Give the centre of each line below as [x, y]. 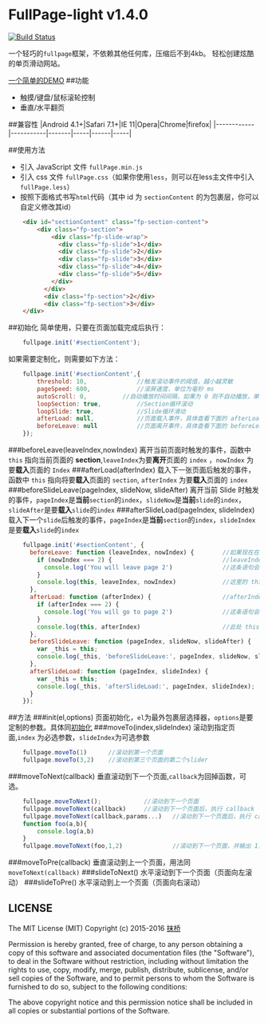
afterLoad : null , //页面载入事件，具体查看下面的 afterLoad [150, 419]
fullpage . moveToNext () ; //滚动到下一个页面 [111, 801]
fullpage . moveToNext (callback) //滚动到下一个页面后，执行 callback [139, 809]
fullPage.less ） [47, 186]
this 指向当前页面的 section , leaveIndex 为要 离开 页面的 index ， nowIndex [126, 460]
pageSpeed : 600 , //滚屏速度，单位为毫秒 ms [126, 389]
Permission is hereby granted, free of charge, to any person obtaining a [126, 944]
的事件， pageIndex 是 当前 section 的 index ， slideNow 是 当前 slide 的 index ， [127, 500]
